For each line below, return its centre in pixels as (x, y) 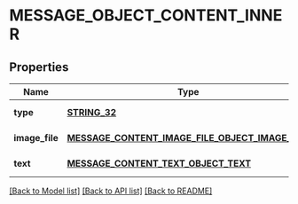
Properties (39, 67)
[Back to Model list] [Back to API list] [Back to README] (111, 191)
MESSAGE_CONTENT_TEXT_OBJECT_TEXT (159, 163)
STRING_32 (92, 112)
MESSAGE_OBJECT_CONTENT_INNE (146, 16)
